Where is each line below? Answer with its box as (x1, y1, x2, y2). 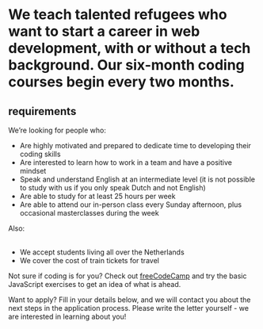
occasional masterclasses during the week (19, 208, 160, 217)
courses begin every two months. (8, 73, 235, 91)
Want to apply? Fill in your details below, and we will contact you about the (8, 295, 251, 304)
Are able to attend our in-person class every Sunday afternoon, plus (19, 200, 242, 209)
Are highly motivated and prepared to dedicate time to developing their (19, 141, 252, 150)
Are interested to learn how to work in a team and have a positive (19, 158, 232, 167)
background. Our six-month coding (8, 56, 246, 75)
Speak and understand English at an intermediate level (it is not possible (19, 174, 256, 184)
